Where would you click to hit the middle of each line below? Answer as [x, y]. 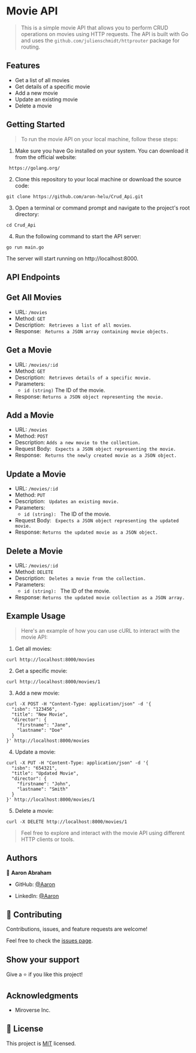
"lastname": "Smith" [43, 789]
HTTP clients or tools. [48, 839]
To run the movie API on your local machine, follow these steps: [99, 139]
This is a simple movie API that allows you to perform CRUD [95, 28]
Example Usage [36, 616]
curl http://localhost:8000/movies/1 [53, 682]
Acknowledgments [43, 996]
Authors [22, 858]
